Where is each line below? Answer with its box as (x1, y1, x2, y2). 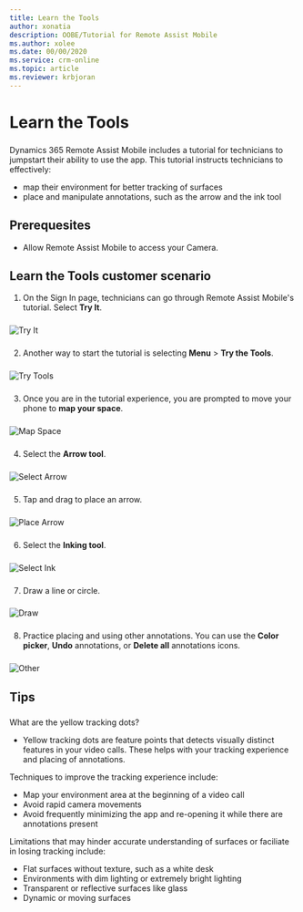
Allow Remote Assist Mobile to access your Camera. (22, 242, 218, 253)
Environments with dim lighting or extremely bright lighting (22, 873, 242, 884)
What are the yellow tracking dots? (9, 717, 140, 728)
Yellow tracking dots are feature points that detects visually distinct (22, 734, 275, 745)
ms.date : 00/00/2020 (9, 47, 88, 57)
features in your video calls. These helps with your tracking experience (22, 744, 289, 755)
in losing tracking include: (9, 845, 106, 856)
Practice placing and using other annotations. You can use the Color (22, 630, 279, 641)
